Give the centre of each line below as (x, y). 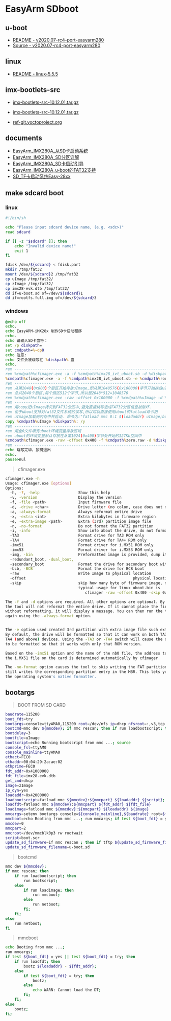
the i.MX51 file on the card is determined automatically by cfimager (82, 658)
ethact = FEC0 (18, 757)
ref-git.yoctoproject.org (37, 122)
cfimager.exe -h (22, 478)
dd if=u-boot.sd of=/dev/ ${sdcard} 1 (44, 293)
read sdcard (18, 232)
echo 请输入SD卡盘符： (27, 341)
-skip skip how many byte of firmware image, (86, 583)
